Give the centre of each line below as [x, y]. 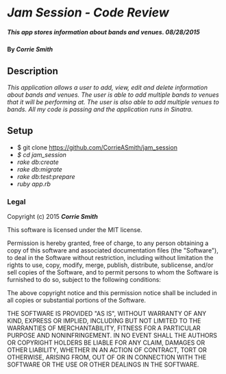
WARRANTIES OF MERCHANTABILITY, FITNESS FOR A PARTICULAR [104, 328]
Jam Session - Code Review [88, 13]
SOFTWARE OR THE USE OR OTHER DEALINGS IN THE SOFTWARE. [103, 364]
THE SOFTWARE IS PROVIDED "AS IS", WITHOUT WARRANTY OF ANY [107, 314]
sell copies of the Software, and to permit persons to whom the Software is [113, 272]
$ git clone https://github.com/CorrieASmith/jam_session [97, 147]
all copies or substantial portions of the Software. [76, 301]
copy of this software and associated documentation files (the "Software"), [113, 250]
